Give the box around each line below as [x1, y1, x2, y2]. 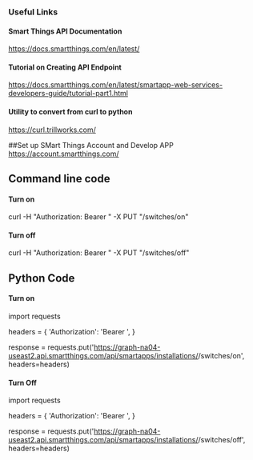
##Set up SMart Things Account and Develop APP [8, 140, 174, 150]
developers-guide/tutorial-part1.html [8, 89, 128, 98]
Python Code [8, 271, 75, 285]
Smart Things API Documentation [8, 26, 122, 36]
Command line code [8, 171, 110, 186]
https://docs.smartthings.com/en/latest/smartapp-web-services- [8, 80, 223, 90]
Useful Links [8, 6, 58, 18]
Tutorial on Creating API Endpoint [8, 62, 122, 72]
